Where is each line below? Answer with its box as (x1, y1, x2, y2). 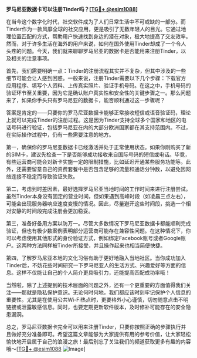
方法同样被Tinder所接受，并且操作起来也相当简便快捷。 (31, 242, 166, 249)
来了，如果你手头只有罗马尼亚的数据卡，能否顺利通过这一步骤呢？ (6, 97, 165, 103)
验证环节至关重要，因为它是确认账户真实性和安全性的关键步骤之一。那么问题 (6, 89, 191, 96)
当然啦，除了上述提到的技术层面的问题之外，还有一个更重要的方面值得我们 (6, 282, 186, 288)
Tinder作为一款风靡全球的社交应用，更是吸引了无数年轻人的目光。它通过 (6, 26, 181, 32)
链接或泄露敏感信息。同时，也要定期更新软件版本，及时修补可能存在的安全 (6, 303, 186, 310)
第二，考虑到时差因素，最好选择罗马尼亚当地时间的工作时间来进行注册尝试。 (6, 185, 191, 192)
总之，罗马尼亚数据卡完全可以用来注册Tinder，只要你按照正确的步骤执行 (6, 323, 181, 330)
